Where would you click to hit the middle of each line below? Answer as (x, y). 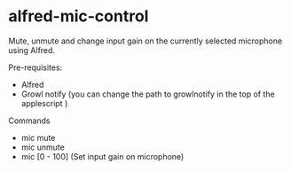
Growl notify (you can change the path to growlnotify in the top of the (148, 94)
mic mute (38, 137)
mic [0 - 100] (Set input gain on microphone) (102, 156)
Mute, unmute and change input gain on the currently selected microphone (145, 41)
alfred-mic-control (79, 16)
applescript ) (44, 103)
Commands (29, 120)
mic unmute (43, 147)
